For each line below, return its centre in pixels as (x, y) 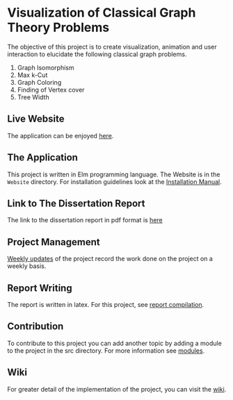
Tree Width (33, 97)
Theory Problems (58, 27)
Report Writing (40, 288)
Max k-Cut (32, 75)
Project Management (54, 242)
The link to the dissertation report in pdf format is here (85, 220)
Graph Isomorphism (46, 67)
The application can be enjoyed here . (61, 135)
